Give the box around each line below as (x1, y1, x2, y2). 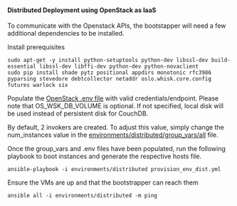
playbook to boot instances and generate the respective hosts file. (7, 152, 201, 160)
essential (7, 63, 37, 71)
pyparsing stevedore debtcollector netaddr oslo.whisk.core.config (7, 76, 212, 83)
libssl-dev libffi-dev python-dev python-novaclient (38, 63, 199, 71)
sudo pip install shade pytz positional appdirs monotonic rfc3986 (7, 69, 212, 76)
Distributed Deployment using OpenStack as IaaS (7, 6, 157, 14)
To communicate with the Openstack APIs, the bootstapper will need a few (7, 21, 226, 30)
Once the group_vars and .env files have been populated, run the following (7, 145, 226, 153)
